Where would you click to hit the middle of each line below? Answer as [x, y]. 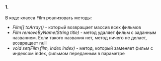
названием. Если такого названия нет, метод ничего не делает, [80, 38]
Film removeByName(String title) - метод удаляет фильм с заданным [84, 32]
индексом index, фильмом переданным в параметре [69, 54]
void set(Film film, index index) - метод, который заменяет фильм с [82, 48]
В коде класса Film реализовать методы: [49, 18]
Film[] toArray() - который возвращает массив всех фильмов [77, 28]
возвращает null [30, 43]
